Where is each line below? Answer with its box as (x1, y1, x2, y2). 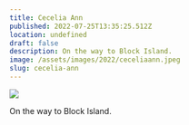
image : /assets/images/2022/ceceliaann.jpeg (9, 55, 181, 64)
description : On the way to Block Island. (9, 47, 173, 56)
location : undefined (9, 30, 88, 39)
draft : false (9, 38, 59, 48)
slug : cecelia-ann (9, 64, 79, 73)
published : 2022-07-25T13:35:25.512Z (9, 22, 153, 31)
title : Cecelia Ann (9, 13, 84, 23)
